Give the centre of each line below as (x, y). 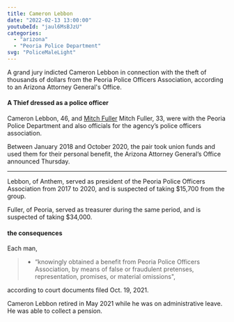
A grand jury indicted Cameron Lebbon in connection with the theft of (107, 72)
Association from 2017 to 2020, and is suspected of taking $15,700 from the (116, 189)
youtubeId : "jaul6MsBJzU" (45, 26)
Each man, (22, 248)
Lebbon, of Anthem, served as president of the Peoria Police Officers (106, 182)
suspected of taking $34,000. (50, 217)
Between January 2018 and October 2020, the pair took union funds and (111, 147)
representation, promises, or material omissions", (105, 277)
